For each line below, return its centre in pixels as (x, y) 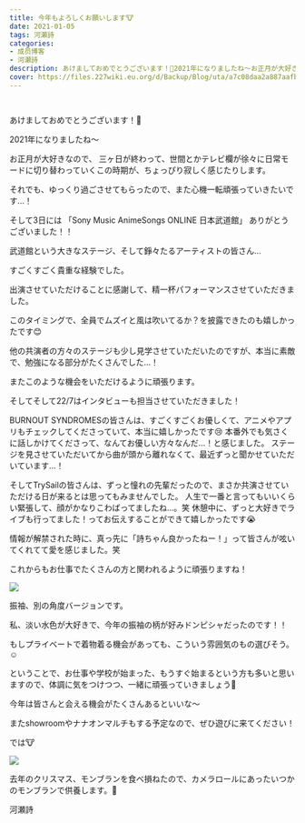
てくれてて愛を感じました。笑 (65, 549)
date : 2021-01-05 (42, 26)
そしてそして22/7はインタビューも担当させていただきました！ (125, 400)
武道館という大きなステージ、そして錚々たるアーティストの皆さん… (135, 250)
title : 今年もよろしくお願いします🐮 (72, 18)
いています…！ (37, 466)
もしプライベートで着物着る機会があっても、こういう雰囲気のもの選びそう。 (152, 644)
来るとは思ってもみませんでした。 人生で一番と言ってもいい (168, 496)
